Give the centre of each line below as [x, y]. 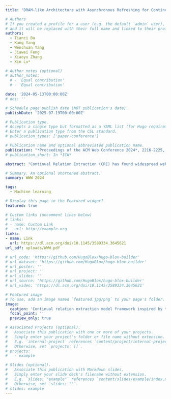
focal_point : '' [27, 314]
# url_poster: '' [24, 267]
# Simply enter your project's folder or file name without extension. [85, 337]
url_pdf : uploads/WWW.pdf [33, 248]
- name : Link [19, 239]
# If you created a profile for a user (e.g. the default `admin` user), [85, 24]
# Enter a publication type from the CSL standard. [61, 132]
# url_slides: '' [24, 276]
